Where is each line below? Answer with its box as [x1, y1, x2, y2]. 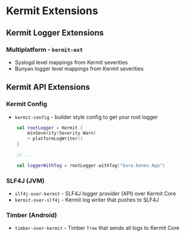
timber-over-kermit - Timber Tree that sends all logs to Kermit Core [14, 225, 180, 232]
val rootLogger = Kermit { [17, 125, 83, 131]
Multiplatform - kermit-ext [6, 46, 83, 54]
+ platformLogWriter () [27, 136, 83, 142]
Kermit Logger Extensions [6, 28, 104, 38]
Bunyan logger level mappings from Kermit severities [14, 65, 144, 72]
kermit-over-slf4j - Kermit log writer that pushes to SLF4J [14, 196, 160, 203]
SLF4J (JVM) [6, 176, 45, 184]
